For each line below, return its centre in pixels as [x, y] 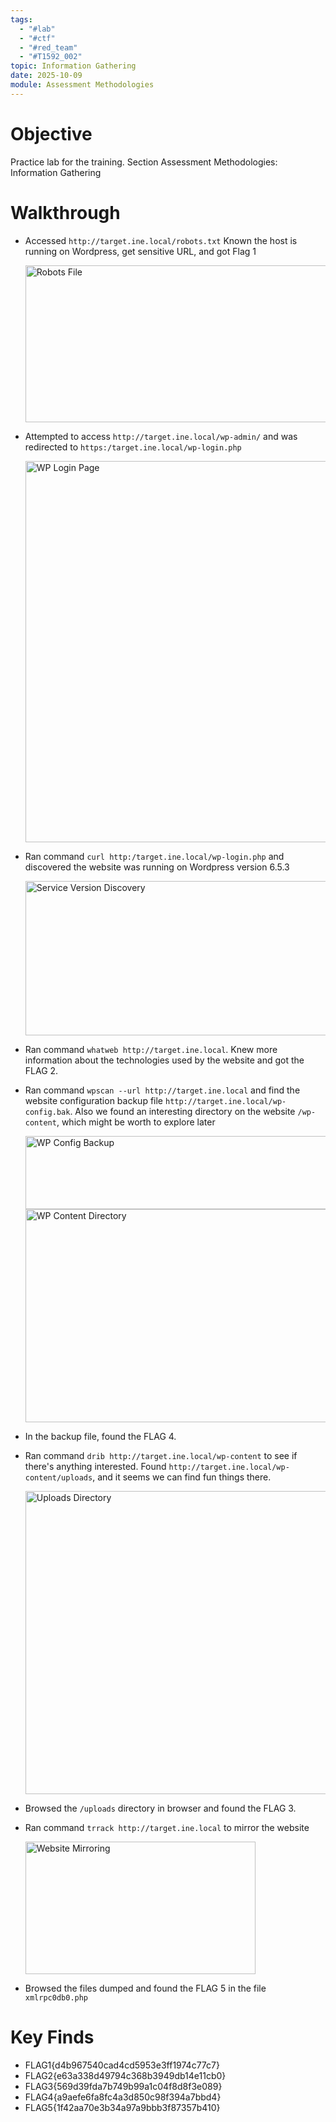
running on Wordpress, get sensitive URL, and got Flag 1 [140, 251]
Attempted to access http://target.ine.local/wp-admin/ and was [161, 436]
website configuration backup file [94, 1100]
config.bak [47, 1112]
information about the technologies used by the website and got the [164, 1060]
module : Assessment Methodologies [82, 85]
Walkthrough [65, 212]
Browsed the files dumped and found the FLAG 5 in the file [145, 1988]
